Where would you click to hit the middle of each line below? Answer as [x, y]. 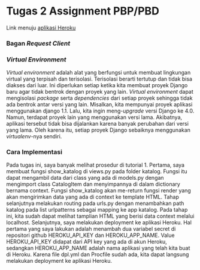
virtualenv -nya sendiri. [34, 137]
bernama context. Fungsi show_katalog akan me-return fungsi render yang [99, 191]
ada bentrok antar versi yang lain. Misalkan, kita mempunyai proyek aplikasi [99, 105]
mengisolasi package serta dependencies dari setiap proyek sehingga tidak [99, 98]
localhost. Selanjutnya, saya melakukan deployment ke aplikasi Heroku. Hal [99, 222]
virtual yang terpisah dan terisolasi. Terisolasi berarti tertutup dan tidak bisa [99, 79]
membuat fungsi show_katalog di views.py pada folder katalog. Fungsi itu [97, 171]
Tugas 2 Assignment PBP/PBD [83, 11]
